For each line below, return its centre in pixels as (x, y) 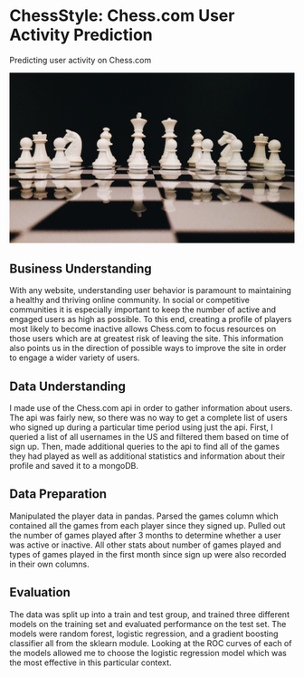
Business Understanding (81, 268)
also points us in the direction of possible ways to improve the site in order (148, 348)
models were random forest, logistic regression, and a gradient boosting (144, 634)
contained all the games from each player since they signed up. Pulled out (147, 525)
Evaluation (40, 592)
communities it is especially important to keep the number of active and (142, 310)
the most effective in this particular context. (90, 663)
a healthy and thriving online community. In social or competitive (130, 300)
